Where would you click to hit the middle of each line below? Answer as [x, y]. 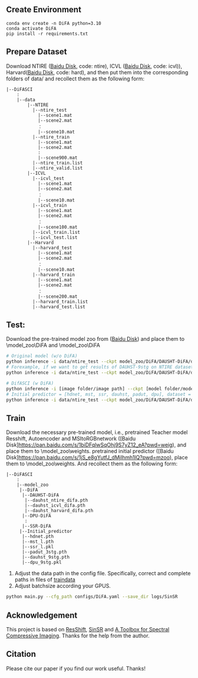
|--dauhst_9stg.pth [45, 558]
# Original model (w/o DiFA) [42, 356]
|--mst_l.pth [38, 542]
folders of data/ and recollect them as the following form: [75, 79]
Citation [21, 654]
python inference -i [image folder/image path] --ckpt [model [84, 389]
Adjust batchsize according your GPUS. [62, 586]
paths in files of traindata [45, 580]
